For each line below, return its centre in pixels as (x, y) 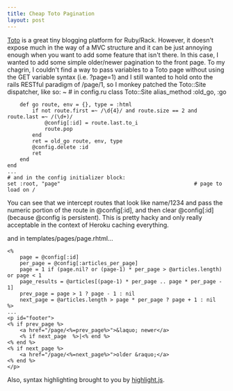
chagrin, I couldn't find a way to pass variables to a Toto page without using (116, 70)
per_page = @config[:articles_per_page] (79, 263)
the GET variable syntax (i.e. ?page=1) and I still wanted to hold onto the (110, 77)
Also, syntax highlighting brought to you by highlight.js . (86, 379)
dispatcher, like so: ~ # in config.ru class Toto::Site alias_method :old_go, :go (117, 92)
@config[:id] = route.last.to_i (91, 122)
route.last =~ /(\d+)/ (40, 117)
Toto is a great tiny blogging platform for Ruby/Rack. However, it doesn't (111, 40)
